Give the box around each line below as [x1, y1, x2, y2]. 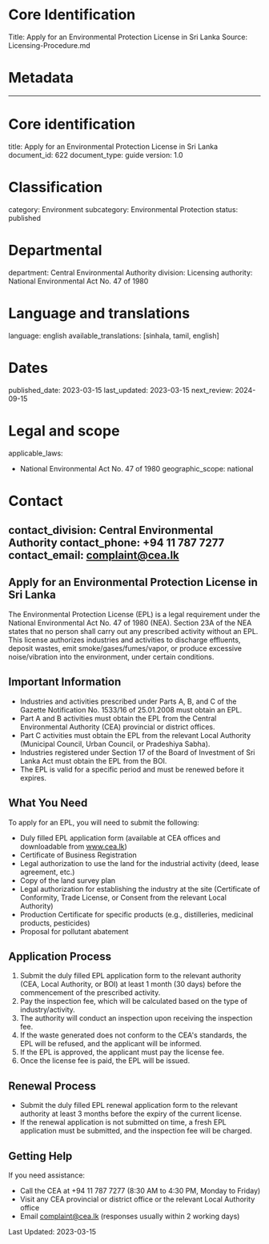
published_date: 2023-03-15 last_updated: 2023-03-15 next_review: [8, 385, 234, 395]
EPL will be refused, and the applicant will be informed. [19, 1039, 202, 1049]
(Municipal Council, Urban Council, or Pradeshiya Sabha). [19, 739, 211, 748]
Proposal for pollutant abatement [19, 926, 129, 936]
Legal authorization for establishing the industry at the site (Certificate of [19, 884, 260, 893]
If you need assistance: [8, 1170, 86, 1180]
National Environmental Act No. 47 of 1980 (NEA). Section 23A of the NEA [8, 618, 252, 628]
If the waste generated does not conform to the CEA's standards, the [19, 1030, 247, 1040]
